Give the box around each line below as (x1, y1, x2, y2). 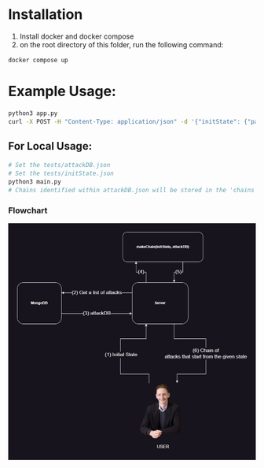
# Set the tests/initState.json (8, 169, 114, 178)
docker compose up (8, 56, 68, 64)
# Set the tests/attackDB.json (8, 162, 111, 169)
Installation (8, 6, 83, 24)
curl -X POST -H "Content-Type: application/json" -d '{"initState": (8, 117, 241, 125)
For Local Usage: (8, 139, 93, 153)
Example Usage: (8, 83, 116, 100)
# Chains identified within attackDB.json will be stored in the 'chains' (8, 187, 258, 195)
